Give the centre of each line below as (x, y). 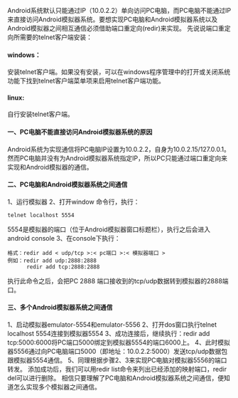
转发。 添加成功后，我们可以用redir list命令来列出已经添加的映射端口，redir (117, 370)
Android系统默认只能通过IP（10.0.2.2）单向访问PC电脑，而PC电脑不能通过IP (119, 10)
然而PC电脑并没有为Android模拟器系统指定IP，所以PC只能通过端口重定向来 (117, 158)
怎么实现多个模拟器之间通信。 (57, 387)
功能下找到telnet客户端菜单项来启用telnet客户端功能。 (86, 81)
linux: (16, 98)
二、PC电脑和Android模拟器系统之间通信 (67, 184)
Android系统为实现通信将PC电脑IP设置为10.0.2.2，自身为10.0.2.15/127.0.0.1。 (119, 149)
